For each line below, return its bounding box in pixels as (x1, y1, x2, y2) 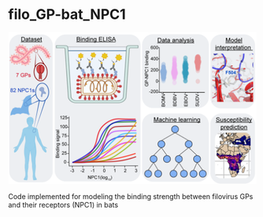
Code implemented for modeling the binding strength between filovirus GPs (8, 192, 254, 201)
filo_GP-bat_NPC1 (8, 6, 126, 24)
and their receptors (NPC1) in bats (8, 200, 119, 210)
